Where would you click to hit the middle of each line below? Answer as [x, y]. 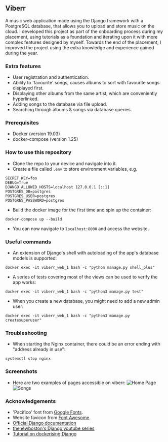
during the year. [22, 53]
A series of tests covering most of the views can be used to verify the [85, 277]
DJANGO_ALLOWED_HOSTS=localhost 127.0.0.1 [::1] [57, 187]
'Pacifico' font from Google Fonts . [48, 412]
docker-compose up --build [34, 219]
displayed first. [28, 88]
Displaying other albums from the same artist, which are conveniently [85, 93]
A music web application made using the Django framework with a [74, 20]
